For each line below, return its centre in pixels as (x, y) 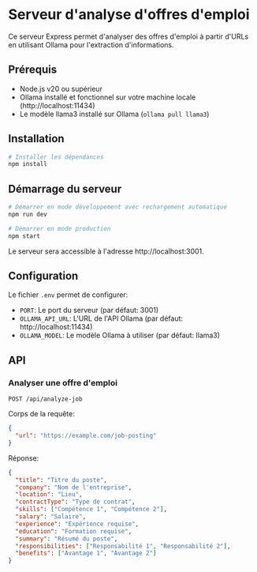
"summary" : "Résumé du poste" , (67, 539)
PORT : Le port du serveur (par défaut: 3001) (89, 310)
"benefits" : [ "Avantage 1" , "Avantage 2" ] (86, 553)
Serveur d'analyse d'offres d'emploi (129, 15)
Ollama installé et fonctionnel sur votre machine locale (108, 97)
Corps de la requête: (41, 414)
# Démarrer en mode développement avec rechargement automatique (117, 207)
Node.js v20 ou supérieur (61, 88)
